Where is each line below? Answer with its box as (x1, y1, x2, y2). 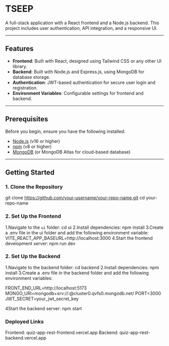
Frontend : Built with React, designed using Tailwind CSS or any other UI (12, 58, 162, 64)
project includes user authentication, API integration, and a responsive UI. (5, 25, 158, 31)
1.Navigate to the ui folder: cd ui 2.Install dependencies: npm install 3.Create (5, 224, 163, 230)
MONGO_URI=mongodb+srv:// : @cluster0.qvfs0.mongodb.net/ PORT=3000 (5, 290, 161, 296)
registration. (12, 84, 38, 91)
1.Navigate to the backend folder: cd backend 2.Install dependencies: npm (5, 264, 159, 270)
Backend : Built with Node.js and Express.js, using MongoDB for (12, 69, 144, 75)
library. (12, 63, 28, 69)
